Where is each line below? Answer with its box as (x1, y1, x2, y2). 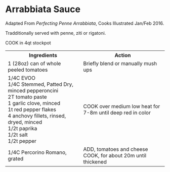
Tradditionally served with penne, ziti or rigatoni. (5, 30, 106, 36)
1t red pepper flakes (8, 106, 57, 113)
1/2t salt (8, 131, 28, 138)
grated (8, 155, 24, 162)
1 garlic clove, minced (8, 99, 61, 106)
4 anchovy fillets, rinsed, (8, 112, 66, 119)
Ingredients (28, 51, 57, 59)
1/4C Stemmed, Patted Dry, (8, 81, 73, 88)
